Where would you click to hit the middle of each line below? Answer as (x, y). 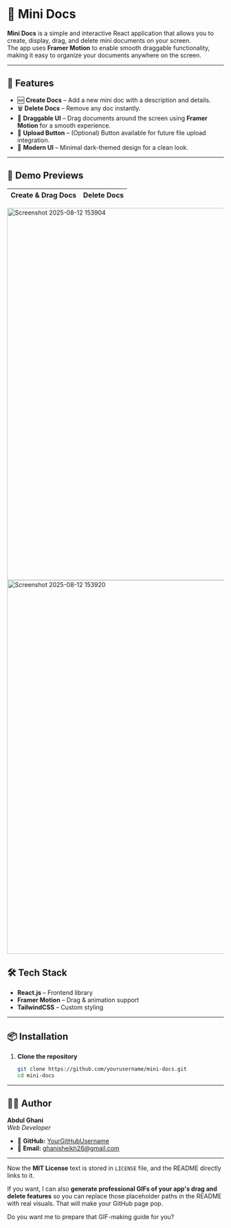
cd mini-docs (36, 1076)
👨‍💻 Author (30, 1103)
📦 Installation (38, 1037)
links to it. (21, 1175)
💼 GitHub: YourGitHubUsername (63, 1140)
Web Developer (29, 1127)
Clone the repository (47, 1057)
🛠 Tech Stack (37, 972)
